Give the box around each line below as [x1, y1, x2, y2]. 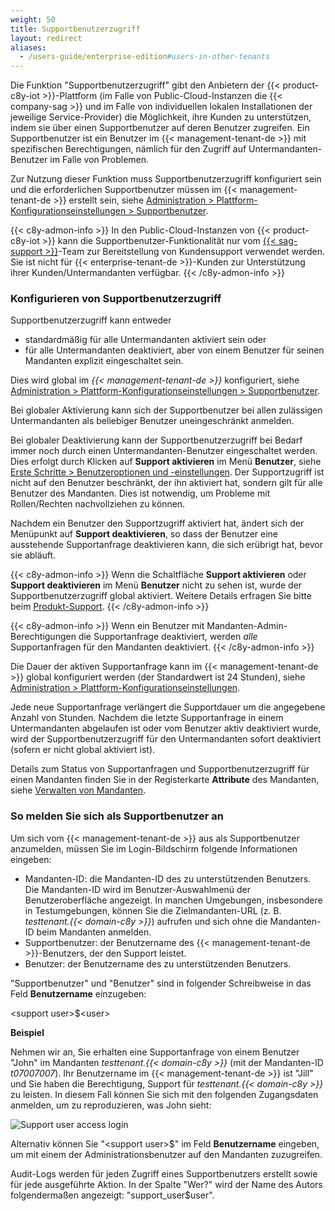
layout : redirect [10, 33, 83, 43]
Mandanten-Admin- [206, 620, 288, 632]
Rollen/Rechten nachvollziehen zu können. [10, 498, 186, 510]
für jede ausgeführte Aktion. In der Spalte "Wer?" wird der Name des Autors [10, 1178, 323, 1190]
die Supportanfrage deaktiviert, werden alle [78, 631, 258, 643]
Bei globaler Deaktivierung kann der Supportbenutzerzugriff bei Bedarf [10, 434, 303, 446]
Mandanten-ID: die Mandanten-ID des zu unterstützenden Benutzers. [24, 872, 312, 885]
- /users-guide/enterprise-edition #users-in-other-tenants [19, 52, 271, 62]
